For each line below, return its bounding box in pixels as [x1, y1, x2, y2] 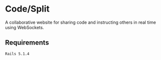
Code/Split [5, 3, 50, 15]
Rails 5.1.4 [5, 51, 29, 56]
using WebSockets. [5, 24, 44, 30]
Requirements [5, 39, 49, 47]
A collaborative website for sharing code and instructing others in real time [5, 19, 156, 25]
